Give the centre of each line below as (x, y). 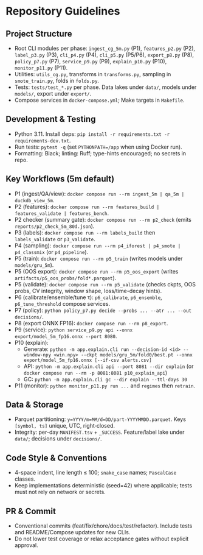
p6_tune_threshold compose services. (62, 303)
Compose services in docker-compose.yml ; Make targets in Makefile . (99, 100)
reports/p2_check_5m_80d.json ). (54, 226)
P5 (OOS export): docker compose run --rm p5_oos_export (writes (96, 271)
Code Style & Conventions (57, 458)
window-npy (37, 355)
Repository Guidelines (63, 11)
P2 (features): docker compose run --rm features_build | (87, 207)
